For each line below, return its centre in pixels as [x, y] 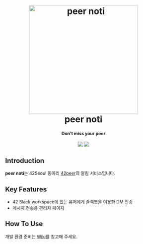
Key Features [26, 189]
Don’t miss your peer [83, 133]
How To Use [24, 224]
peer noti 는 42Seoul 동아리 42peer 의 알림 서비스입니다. [60, 173]
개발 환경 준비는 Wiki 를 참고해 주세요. [41, 237]
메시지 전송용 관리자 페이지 [38, 208]
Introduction [25, 161]
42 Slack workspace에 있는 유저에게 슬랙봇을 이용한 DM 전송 [72, 202]
